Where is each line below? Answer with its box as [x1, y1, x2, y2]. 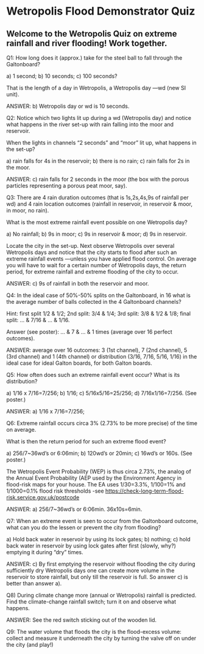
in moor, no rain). [6, 207, 49, 214]
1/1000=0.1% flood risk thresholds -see [6, 487, 105, 494]
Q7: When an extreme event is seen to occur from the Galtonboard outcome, [6, 518, 199, 524]
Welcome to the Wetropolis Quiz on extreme [6, 29, 178, 39]
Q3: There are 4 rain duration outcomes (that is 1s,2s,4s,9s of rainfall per [6, 194, 189, 201]
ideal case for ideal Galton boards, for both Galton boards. [6, 359, 152, 367]
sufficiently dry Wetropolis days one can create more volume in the [6, 567, 175, 574]
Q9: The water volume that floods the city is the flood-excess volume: [6, 628, 181, 635]
